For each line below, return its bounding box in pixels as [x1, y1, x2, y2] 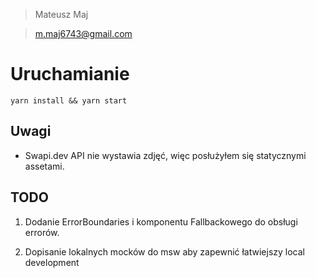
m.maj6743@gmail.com [34, 28, 133, 39]
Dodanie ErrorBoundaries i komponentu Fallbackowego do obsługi [24, 215, 298, 228]
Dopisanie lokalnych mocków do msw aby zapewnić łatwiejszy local [24, 245, 306, 258]
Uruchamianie [10, 63, 130, 86]
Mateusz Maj [34, 9, 89, 20]
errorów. [24, 226, 60, 238]
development [24, 256, 80, 268]
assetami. [24, 160, 65, 172]
